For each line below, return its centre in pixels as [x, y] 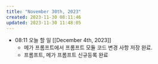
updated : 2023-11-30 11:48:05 [44, 23]
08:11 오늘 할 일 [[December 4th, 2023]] [63, 40]
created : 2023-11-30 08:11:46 [44, 17]
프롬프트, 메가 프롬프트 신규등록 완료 [66, 55]
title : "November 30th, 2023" [44, 12]
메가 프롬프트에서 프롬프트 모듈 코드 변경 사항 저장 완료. [88, 47]
